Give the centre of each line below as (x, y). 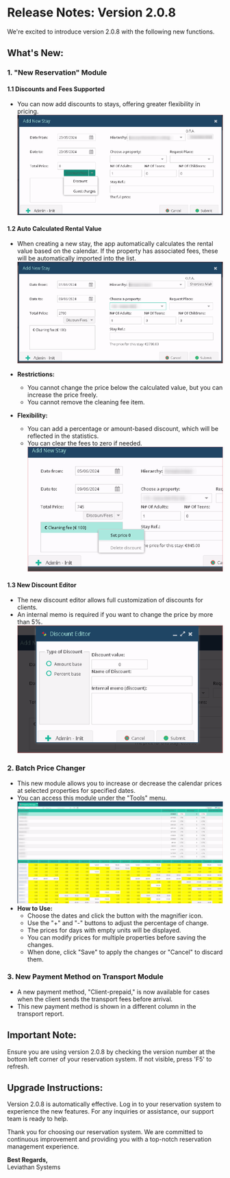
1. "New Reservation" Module (57, 73)
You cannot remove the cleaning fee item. (86, 402)
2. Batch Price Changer (46, 768)
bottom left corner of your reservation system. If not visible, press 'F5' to (110, 1059)
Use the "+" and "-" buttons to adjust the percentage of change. (118, 922)
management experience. (43, 1146)
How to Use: (35, 908)
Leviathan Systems (34, 1167)
